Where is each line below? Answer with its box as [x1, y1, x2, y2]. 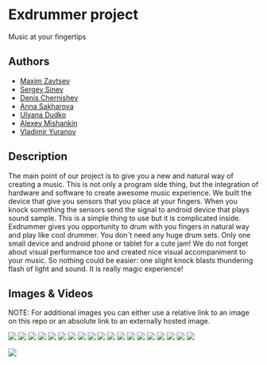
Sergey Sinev [19, 84, 64, 94]
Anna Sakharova [19, 101, 74, 111]
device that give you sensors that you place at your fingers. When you [8, 196, 238, 206]
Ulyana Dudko [19, 110, 67, 119]
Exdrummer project [8, 6, 139, 24]
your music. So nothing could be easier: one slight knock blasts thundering [8, 255, 253, 265]
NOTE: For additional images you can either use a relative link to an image [8, 308, 250, 317]
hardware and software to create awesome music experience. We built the [8, 188, 252, 197]
